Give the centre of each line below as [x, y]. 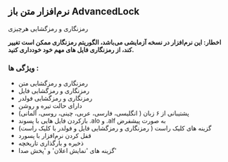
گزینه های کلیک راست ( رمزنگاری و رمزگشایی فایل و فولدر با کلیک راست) [115, 128]
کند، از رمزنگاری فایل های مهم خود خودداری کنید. [71, 49]
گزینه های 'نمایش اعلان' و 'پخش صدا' [67, 151]
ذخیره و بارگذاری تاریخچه [51, 143]
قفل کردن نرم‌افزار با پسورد [55, 136]
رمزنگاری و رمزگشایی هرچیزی [48, 28]
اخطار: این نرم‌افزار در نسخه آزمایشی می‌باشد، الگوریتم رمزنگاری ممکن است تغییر [115, 42]
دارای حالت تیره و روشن [50, 106]
